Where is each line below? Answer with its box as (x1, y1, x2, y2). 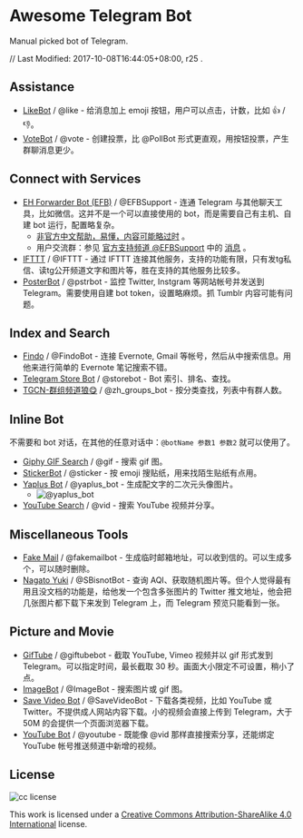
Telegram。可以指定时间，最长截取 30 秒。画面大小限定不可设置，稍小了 (22, 660, 295, 672)
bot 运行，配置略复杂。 (33, 219, 120, 230)
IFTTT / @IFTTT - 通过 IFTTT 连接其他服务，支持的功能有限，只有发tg (22, 253, 284, 264)
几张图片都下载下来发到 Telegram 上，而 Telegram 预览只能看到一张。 (22, 597, 285, 608)
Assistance (9, 79, 75, 95)
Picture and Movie (9, 624, 115, 640)
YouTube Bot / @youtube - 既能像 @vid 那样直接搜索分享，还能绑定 (22, 728, 275, 740)
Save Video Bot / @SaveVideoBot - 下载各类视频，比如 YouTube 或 (22, 695, 272, 705)
